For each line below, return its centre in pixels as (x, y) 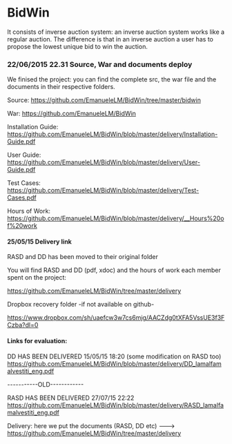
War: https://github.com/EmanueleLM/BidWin (72, 114)
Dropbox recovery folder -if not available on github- (81, 305)
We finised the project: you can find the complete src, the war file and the (112, 79)
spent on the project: (37, 278)
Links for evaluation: (37, 341)
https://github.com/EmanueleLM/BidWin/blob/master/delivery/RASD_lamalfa (116, 405)
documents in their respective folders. (61, 87)
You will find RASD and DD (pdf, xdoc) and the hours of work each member (114, 270)
